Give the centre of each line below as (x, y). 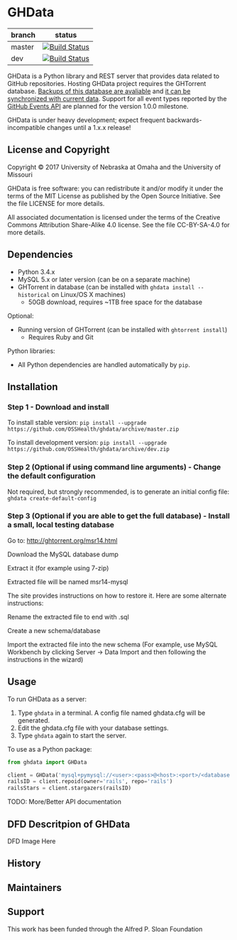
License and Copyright (59, 150)
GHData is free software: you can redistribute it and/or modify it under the (115, 188)
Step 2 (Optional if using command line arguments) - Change (114, 468)
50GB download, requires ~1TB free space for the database (115, 302)
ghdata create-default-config (52, 498)
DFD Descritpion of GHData (69, 824)
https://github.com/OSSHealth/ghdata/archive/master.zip (93, 430)
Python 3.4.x (36, 271)
